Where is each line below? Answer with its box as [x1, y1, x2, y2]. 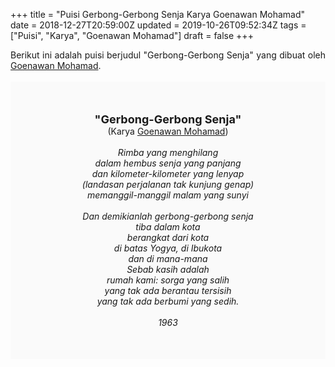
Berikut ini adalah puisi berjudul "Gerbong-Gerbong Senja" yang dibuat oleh [10, 49, 326, 61]
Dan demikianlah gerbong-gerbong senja [82, 210, 254, 222]
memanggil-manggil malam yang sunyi [87, 189, 249, 201]
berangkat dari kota [126, 232, 210, 243]
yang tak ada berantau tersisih [104, 285, 232, 296]
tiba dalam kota [135, 221, 201, 233]
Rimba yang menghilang [117, 147, 219, 158]
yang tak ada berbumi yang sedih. [96, 295, 240, 307]
